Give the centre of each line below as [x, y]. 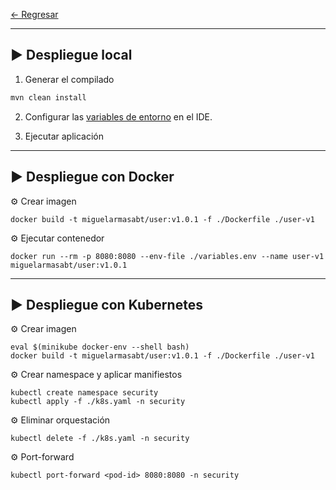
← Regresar [34, 14]
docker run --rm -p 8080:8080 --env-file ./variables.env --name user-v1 [167, 256]
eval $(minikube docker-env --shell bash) [100, 347]
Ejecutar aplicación [64, 136]
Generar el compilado [69, 79]
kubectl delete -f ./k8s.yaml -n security [100, 439]
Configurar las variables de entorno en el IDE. [118, 116]
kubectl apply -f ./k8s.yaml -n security [98, 402]
